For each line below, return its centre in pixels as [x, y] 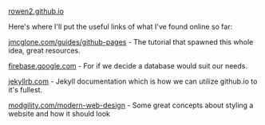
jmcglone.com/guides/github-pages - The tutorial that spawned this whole [131, 42]
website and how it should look [59, 114]
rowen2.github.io [36, 11]
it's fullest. [25, 90]
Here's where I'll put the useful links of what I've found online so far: [121, 27]
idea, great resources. [45, 51]
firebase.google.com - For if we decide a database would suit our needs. [128, 66]
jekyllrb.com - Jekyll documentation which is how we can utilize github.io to [133, 81]
